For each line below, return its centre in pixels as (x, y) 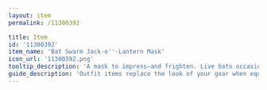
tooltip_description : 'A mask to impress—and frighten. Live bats (120, 67)
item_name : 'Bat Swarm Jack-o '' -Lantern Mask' (87, 52)
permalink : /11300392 (44, 23)
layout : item (30, 15)
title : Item (28, 37)
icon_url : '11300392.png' (51, 59)
